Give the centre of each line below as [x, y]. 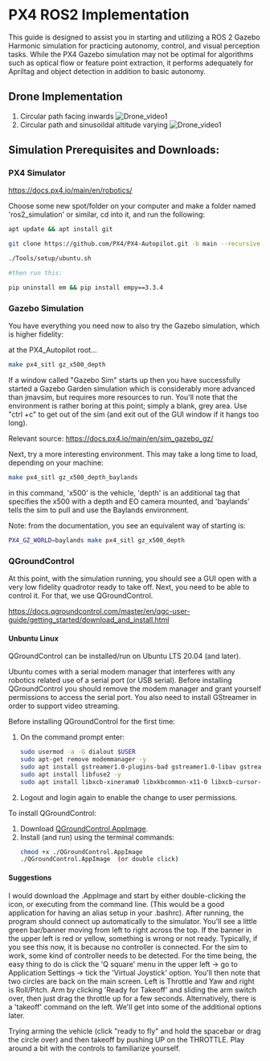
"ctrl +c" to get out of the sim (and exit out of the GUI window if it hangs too [134, 414]
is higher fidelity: [36, 334]
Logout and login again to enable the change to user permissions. [129, 797]
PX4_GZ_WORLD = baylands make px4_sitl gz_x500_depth [96, 540]
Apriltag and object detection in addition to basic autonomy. [107, 71]
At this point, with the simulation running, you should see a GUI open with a [133, 578]
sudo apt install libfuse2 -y [71, 774]
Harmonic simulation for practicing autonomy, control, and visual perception [134, 45]
